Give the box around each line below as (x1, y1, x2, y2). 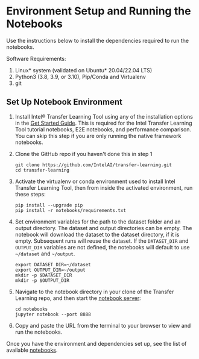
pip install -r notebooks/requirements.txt (14, 207, 127, 213)
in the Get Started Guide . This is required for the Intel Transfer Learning (14, 119, 192, 126)
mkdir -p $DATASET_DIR (14, 272, 72, 278)
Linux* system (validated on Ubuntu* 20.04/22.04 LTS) (14, 66, 153, 73)
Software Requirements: (6, 55, 66, 62)
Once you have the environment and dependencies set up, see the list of (6, 340, 187, 347)
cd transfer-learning (14, 167, 69, 173)
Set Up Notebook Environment (6, 97, 122, 107)
